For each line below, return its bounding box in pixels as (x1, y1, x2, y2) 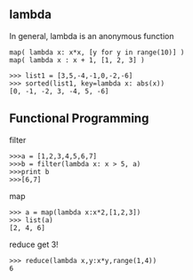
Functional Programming (9, 111, 149, 126)
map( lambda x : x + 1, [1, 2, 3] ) (9, 55, 145, 65)
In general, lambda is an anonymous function (9, 30, 174, 41)
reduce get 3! (9, 239, 60, 250)
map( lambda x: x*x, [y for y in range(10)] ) (9, 48, 185, 57)
